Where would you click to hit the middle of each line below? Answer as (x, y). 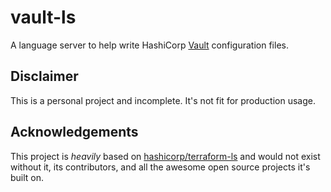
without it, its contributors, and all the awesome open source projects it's (160, 167)
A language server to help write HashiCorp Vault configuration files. (149, 45)
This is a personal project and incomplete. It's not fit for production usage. (163, 100)
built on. (27, 177)
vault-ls (43, 17)
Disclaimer (44, 76)
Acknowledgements (74, 132)
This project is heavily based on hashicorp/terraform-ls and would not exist (165, 156)
